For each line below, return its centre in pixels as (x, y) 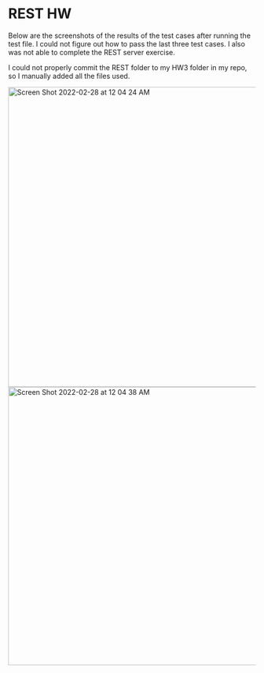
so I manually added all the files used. (69, 76)
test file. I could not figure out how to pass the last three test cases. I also (127, 43)
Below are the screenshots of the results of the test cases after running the (130, 35)
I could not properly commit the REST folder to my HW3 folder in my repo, (128, 67)
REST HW (40, 14)
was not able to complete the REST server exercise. (92, 52)
